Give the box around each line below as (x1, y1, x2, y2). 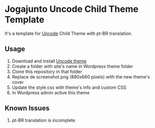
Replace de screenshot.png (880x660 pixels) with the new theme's (11, 73, 150, 80)
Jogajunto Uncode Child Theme (4, 3, 139, 15)
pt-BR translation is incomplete (11, 117, 76, 123)
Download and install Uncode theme (11, 58, 87, 64)
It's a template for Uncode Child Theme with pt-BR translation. (4, 30, 133, 36)
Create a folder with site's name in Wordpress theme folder (11, 63, 134, 69)
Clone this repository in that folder (11, 68, 83, 74)
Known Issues (4, 104, 50, 113)
